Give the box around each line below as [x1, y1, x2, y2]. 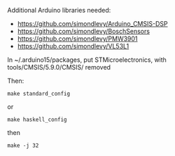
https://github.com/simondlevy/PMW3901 [17, 34, 138, 43]
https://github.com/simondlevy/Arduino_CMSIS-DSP [17, 20, 168, 27]
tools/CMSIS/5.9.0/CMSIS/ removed [7, 63, 111, 71]
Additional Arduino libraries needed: [7, 6, 111, 14]
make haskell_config [7, 116, 68, 123]
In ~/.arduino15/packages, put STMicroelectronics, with [7, 56, 167, 64]
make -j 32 [7, 142, 39, 149]
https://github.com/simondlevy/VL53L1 [17, 42, 129, 50]
